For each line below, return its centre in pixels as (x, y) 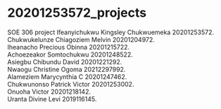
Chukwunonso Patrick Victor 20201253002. (71, 84)
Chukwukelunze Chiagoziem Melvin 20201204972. (81, 39)
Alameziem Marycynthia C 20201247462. (67, 77)
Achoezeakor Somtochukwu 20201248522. (70, 54)
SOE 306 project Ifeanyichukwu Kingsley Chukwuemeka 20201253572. (111, 32)
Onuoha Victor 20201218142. (49, 92)
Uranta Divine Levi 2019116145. (52, 99)
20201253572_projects (77, 13)
